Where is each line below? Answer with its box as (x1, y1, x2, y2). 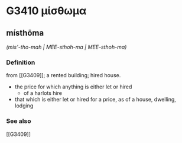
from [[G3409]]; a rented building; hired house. (6, 72, 121, 79)
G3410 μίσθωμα (6, 4, 87, 18)
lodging (14, 102, 34, 109)
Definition (6, 58, 35, 66)
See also (6, 117, 31, 125)
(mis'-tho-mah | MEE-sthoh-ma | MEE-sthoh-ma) (6, 43, 127, 50)
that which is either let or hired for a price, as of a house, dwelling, (14, 96, 176, 103)
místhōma (6, 28, 44, 38)
